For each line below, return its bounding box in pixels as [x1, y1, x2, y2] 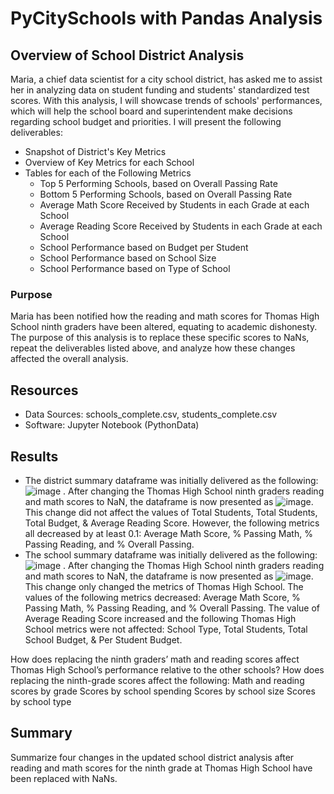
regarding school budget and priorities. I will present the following [10, 116, 282, 127]
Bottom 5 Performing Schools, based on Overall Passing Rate [39, 188, 293, 200]
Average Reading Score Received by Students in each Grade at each [39, 220, 323, 232]
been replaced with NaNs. [10, 772, 118, 784]
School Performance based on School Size [39, 252, 217, 264]
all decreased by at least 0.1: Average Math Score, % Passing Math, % [24, 527, 313, 539]
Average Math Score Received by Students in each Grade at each [39, 199, 310, 211]
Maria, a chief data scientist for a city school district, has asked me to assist [10, 73, 323, 85]
